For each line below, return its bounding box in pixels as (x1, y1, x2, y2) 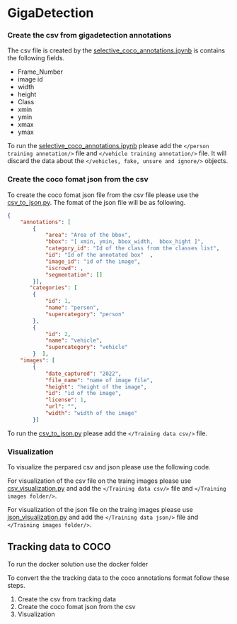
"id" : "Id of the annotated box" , (45, 252, 154, 259)
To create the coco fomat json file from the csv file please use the (7, 190, 200, 199)
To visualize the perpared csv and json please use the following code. (7, 463, 211, 472)
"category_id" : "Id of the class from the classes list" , (45, 245, 220, 252)
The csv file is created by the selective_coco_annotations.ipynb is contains (7, 46, 225, 55)
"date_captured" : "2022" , (45, 370, 122, 377)
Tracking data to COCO (7, 541, 111, 553)
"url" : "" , (45, 403, 78, 411)
